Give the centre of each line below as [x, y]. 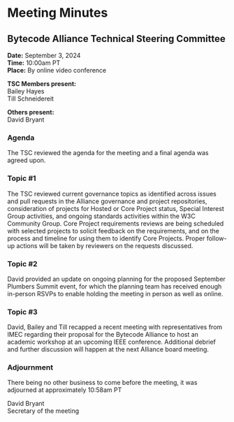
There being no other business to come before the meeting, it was [102, 383]
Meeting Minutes [58, 13]
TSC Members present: [42, 84]
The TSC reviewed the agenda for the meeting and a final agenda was [108, 153]
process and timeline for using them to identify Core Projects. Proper [106, 238]
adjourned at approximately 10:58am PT [65, 390]
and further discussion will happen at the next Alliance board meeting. [108, 349]
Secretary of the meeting [43, 411]
